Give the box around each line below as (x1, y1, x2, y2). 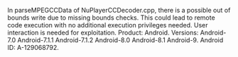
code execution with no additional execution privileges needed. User (7, 21, 208, 29)
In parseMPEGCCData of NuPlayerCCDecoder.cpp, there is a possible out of (7, 6, 231, 14)
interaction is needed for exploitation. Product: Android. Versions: (7, 28, 199, 37)
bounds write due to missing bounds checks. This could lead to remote (7, 13, 215, 22)
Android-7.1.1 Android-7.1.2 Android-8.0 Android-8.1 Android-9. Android (17, 36, 224, 44)
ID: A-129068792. (7, 44, 59, 51)
